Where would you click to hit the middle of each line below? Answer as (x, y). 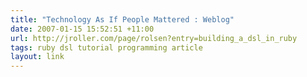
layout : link (37, 57)
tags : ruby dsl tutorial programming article (106, 47)
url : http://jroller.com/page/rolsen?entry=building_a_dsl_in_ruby (154, 38)
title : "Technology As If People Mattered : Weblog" (122, 19)
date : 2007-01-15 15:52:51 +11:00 (82, 29)
